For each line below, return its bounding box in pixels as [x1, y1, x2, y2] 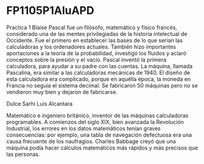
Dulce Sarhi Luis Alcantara [6, 100, 73, 107]
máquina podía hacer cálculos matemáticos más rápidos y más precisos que [6, 144, 199, 151]
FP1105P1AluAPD [6, 4, 94, 18]
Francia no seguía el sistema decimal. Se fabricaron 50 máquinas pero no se [6, 81, 198, 89]
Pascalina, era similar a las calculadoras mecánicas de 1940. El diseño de [6, 69, 191, 76]
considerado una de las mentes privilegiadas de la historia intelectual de [6, 30, 188, 37]
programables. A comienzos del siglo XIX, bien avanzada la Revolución [6, 118, 185, 125]
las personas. [6, 150, 40, 158]
